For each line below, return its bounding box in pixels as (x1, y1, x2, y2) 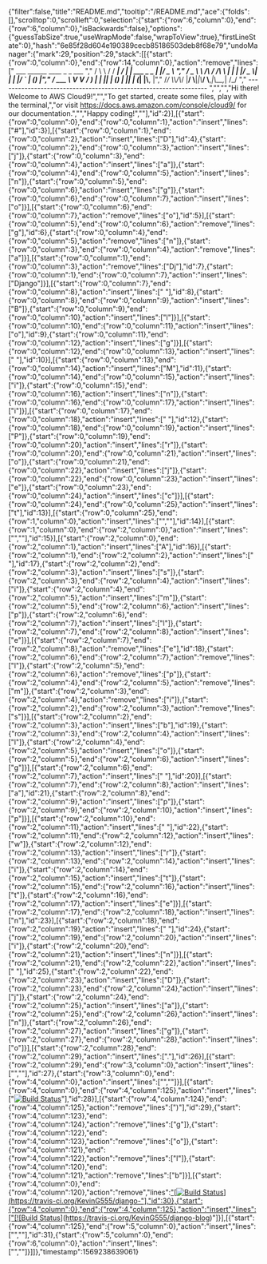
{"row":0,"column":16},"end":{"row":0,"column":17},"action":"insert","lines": (8, 397, 255, 407)
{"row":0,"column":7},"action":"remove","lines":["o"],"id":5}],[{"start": (8, 211, 236, 220)
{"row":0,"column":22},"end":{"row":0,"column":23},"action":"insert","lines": (8, 474, 258, 483)
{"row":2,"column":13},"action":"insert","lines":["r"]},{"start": (8, 847, 206, 857)
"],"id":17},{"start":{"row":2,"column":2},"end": (8, 559, 161, 568)
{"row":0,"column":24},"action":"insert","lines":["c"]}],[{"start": (8, 491, 214, 500)
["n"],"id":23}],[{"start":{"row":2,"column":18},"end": (8, 915, 180, 925)
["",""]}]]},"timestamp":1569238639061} (8, 1247, 139, 1256)
